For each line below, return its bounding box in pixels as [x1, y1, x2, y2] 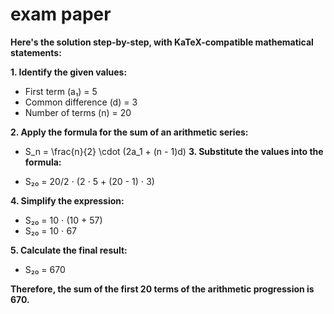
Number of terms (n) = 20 [24, 106, 132, 118]
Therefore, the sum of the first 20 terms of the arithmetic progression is [10, 283, 315, 295]
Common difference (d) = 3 [24, 96, 138, 108]
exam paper [10, 3, 112, 26]
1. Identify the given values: [10, 66, 128, 78]
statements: [10, 46, 62, 58]
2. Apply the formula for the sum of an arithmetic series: [10, 126, 249, 138]
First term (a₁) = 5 [24, 85, 98, 97]
